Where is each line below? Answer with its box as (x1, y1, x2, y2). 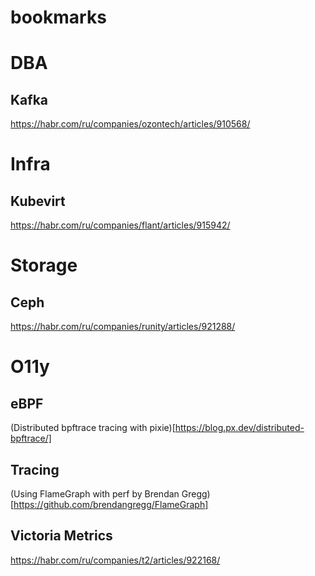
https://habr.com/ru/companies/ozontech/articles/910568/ (10, 118, 251, 130)
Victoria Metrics (10, 527, 113, 545)
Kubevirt (10, 192, 66, 210)
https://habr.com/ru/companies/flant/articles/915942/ (10, 219, 231, 231)
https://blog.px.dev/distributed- (174, 422, 305, 434)
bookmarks (10, 6, 107, 29)
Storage (10, 254, 78, 277)
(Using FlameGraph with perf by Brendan (10, 488, 180, 500)
